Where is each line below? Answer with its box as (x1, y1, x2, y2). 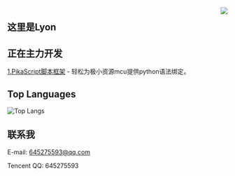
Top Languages (7, 88, 76, 100)
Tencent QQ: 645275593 (7, 161, 79, 170)
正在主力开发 (7, 47, 63, 59)
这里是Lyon (7, 21, 57, 34)
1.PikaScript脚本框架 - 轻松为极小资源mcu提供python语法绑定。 (7, 67, 190, 76)
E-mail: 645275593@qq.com (7, 147, 91, 156)
